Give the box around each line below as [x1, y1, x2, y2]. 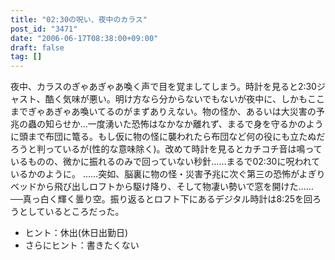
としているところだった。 [18, 206, 125, 218]
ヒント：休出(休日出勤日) [24, 227, 129, 239]
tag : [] [10, 52, 43, 62]
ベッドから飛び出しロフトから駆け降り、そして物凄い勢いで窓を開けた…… [10, 181, 314, 193]
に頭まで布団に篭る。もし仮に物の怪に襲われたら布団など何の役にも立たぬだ [10, 131, 326, 143]
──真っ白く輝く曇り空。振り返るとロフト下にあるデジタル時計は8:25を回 [10, 193, 313, 205]
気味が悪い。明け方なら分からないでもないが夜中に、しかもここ [62, 93, 325, 105]
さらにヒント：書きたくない [24, 239, 140, 251]
